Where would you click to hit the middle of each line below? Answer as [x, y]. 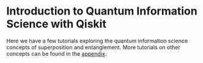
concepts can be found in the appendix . [57, 53]
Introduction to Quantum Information [102, 11]
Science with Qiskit [57, 24]
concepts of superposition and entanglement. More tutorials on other [93, 47]
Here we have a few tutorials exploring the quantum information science [97, 41]
